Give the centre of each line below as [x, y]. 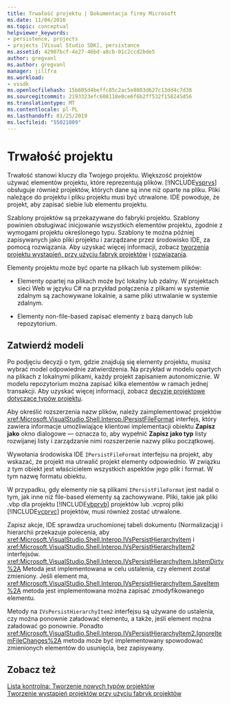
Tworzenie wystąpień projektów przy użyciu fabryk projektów [95, 694]
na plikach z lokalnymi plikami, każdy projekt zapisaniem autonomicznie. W [113, 376]
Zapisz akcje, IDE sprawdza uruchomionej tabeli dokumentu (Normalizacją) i [115, 525]
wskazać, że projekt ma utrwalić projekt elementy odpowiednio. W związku [114, 462]
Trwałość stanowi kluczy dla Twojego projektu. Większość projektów [104, 175]
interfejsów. [24, 554]
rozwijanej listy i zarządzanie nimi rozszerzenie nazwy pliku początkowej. [111, 441]
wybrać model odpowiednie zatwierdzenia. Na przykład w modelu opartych [114, 370]
